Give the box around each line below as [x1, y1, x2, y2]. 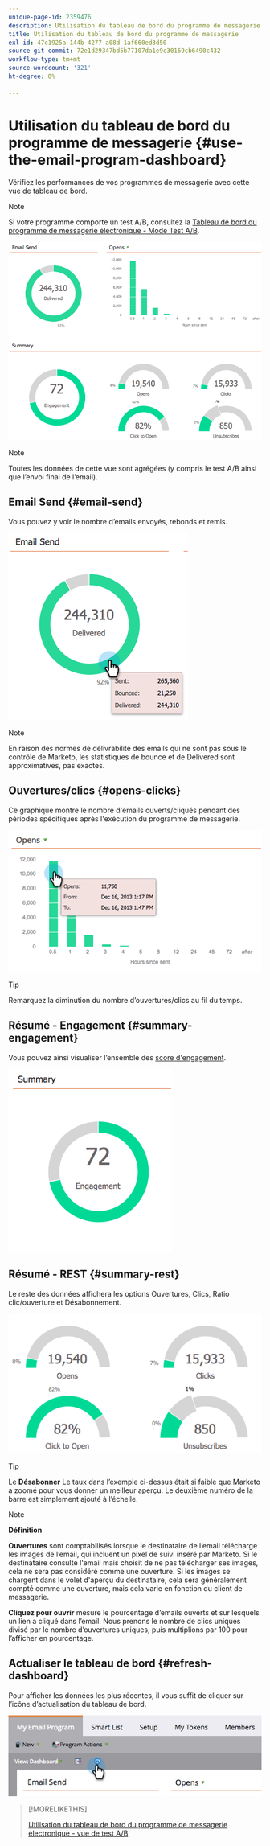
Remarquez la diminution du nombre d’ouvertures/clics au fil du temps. [8, 995, 243, 1005]
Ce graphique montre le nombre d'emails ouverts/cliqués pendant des [8, 805, 241, 815]
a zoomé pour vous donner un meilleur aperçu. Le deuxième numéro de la [8, 1486, 253, 1495]
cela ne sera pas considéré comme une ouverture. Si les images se [8, 1567, 231, 1577]
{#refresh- [157, 1657, 213, 1671]
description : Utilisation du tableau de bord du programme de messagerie [8, 21, 261, 30]
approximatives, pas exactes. [8, 760, 105, 770]
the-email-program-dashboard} [8, 150, 227, 169]
